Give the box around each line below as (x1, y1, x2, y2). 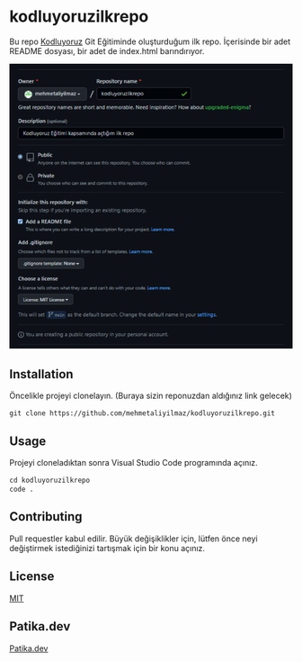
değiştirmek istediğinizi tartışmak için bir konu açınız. (9, 542, 205, 553)
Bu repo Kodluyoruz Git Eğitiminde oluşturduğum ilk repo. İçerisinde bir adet (9, 36, 291, 47)
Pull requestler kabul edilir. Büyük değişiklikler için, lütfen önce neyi (9, 533, 258, 544)
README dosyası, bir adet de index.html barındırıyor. (9, 45, 205, 56)
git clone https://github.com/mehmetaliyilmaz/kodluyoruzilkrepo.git (9, 409, 276, 418)
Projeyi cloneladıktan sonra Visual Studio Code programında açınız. (9, 458, 258, 468)
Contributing (9, 509, 83, 524)
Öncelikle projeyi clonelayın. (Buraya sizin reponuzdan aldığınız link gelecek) (9, 390, 292, 402)
